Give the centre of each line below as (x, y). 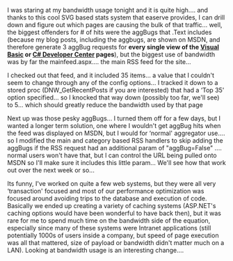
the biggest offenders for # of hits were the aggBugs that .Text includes (110, 32)
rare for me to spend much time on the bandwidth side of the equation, (109, 221)
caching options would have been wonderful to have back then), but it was (114, 213)
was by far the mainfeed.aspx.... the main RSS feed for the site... (99, 62)
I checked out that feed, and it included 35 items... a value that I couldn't (111, 75)
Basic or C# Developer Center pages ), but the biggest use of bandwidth (111, 54)
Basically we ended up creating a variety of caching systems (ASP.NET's (112, 206)
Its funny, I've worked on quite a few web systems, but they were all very (112, 183)
